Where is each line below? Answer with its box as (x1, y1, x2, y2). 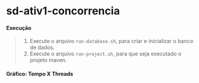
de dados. (29, 44, 55, 51)
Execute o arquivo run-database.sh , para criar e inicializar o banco (29, 38, 194, 45)
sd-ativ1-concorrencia (6, 4, 120, 18)
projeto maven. (29, 57, 67, 64)
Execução (6, 24, 32, 31)
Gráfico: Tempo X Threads (6, 70, 74, 77)
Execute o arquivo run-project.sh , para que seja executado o (29, 50, 182, 57)
